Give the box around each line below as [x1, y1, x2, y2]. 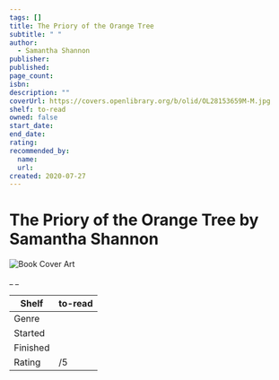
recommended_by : [9, 146, 70, 155]
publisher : [9, 55, 50, 64]
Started [13, 327, 46, 340]
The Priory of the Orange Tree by [9, 210, 259, 230]
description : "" [9, 88, 70, 97]
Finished [13, 341, 50, 354]
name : [17, 154, 39, 164]
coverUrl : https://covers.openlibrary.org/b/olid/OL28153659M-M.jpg [9, 96, 271, 106]
